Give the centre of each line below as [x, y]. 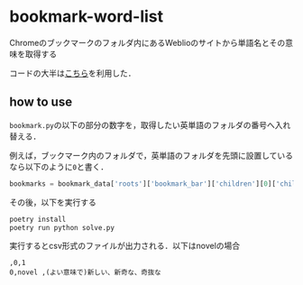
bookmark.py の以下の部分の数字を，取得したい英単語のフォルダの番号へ [142, 124]
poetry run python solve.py [62, 227]
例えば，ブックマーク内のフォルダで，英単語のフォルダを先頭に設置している [151, 155]
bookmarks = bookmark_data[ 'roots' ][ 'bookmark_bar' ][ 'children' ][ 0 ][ [143, 184]
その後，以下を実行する [53, 202]
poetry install [38, 219]
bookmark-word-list [87, 17]
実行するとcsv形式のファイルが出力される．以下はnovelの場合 [125, 246]
